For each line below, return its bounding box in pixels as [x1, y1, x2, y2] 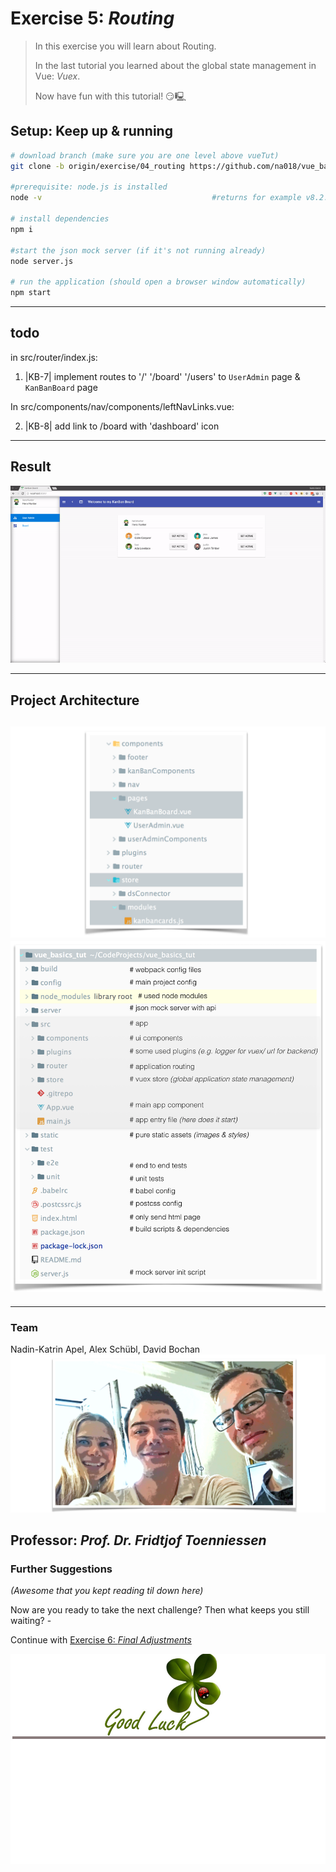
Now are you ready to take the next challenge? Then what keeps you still [10, 1604, 310, 1616]
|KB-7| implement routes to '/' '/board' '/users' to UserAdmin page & [24, 370, 301, 382]
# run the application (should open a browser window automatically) [10, 277, 307, 287]
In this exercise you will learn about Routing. [34, 40, 217, 52]
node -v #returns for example [10, 193, 302, 203]
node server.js [10, 256, 74, 266]
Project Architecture [10, 692, 140, 709]
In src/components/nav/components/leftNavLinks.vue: [10, 400, 235, 412]
